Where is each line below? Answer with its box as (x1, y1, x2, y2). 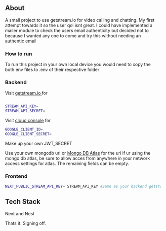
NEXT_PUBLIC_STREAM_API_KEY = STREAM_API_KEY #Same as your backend (5, 184, 147, 189)
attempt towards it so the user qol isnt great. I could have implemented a (5, 22, 153, 28)
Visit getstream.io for (5, 90, 48, 96)
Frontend (5, 172, 28, 179)
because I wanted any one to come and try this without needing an (5, 33, 141, 38)
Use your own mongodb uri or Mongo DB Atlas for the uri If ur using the (5, 150, 151, 156)
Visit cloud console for (5, 118, 51, 124)
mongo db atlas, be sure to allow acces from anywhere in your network (5, 155, 150, 161)
